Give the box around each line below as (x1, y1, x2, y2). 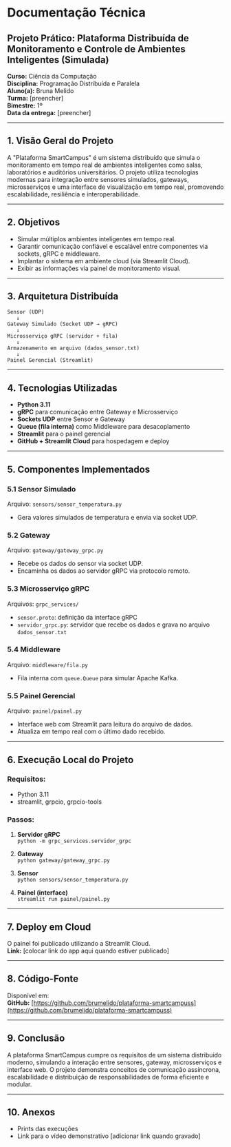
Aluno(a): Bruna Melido (7, 87, 74, 94)
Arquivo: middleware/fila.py (7, 660, 88, 669)
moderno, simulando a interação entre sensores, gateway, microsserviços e (7, 1058, 222, 1066)
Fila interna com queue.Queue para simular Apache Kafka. (16, 673, 179, 682)
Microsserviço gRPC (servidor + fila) (7, 333, 118, 340)
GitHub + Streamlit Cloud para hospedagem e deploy (16, 437, 170, 445)
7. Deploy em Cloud (7, 921, 91, 933)
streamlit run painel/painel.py (16, 896, 110, 903)
